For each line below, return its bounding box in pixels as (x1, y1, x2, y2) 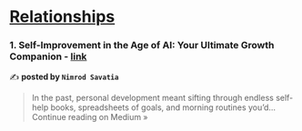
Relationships (9, 6, 116, 27)
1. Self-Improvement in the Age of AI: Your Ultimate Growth (9, 39, 275, 52)
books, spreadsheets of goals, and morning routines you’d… (50, 102, 276, 113)
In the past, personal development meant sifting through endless (31, 93, 275, 104)
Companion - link (9, 50, 87, 63)
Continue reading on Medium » (31, 112, 148, 123)
